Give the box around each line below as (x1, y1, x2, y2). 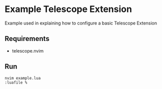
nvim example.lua (4, 75, 41, 80)
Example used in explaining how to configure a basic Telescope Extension (4, 20, 157, 26)
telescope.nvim (11, 47, 44, 53)
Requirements (4, 34, 49, 43)
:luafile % (4, 80, 27, 85)
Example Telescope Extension (4, 3, 132, 15)
